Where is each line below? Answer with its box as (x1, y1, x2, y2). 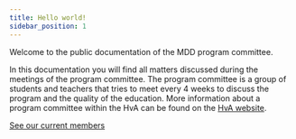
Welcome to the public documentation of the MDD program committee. (9, 46, 273, 57)
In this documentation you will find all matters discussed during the (9, 64, 259, 75)
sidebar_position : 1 (9, 22, 88, 31)
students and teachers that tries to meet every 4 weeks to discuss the (9, 83, 269, 94)
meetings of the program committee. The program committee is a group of (9, 73, 287, 84)
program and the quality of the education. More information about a (9, 92, 261, 104)
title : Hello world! (9, 13, 88, 23)
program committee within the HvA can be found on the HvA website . (9, 102, 267, 113)
